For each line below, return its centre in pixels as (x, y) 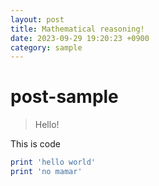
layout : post (37, 19)
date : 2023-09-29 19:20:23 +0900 (80, 38)
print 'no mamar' (46, 172)
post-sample (64, 97)
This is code (35, 144)
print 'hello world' (53, 162)
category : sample (46, 47)
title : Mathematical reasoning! (77, 29)
